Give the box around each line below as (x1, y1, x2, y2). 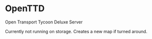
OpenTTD (5, 3, 45, 14)
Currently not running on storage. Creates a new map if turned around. (5, 28, 148, 34)
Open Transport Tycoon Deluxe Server (5, 19, 83, 25)
